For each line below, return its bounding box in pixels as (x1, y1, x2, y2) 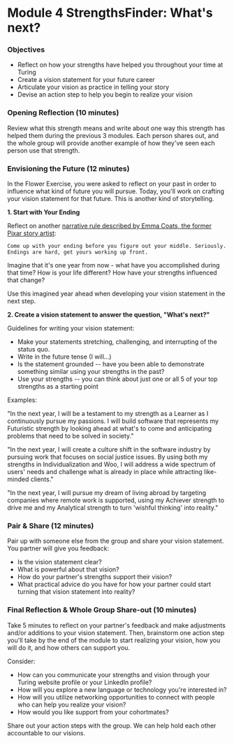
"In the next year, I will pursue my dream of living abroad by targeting (7, 489, 207, 497)
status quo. (17, 345, 50, 354)
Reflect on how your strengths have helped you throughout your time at (17, 61, 224, 69)
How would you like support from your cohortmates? (17, 707, 169, 716)
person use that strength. (7, 146, 80, 155)
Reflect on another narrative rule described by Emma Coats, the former (7, 222, 212, 230)
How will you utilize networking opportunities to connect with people (17, 693, 215, 701)
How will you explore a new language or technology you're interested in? (17, 685, 227, 694)
